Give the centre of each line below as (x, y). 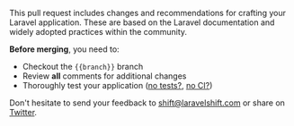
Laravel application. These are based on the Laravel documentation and (142, 22)
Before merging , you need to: (64, 49)
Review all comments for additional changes (104, 76)
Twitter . (23, 112)
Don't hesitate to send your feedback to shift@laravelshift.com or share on (147, 103)
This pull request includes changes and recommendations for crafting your (147, 13)
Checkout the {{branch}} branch (83, 67)
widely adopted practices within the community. (98, 32)
